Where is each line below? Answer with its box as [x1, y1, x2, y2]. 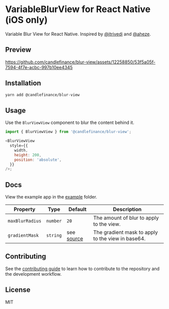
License [5, 286, 31, 294]
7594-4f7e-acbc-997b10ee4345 [5, 64, 73, 70]
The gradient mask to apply [93, 229, 158, 236]
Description [113, 206, 142, 213]
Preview [5, 45, 32, 54]
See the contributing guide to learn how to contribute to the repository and [5, 266, 160, 272]
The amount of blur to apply [93, 214, 159, 221]
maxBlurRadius [8, 218, 42, 224]
